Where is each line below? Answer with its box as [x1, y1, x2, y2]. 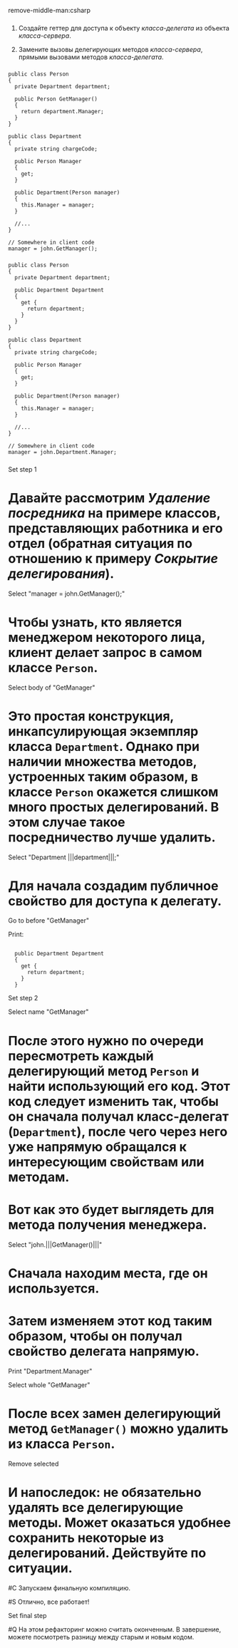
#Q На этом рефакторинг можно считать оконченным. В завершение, [8, 1624, 222, 1634]
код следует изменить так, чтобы [8, 1093, 219, 1109]
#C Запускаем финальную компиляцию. [8, 1583, 131, 1592]
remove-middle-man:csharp [8, 6, 91, 14]
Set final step [8, 1611, 47, 1620]
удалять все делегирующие [8, 1499, 184, 1515]
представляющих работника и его [8, 520, 223, 537]
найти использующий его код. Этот [8, 1078, 231, 1094]
